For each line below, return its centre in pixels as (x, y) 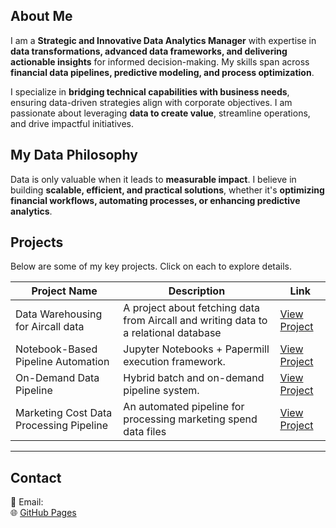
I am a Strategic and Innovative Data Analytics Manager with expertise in (163, 40)
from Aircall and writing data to (195, 321)
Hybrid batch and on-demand (194, 378)
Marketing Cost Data (64, 413)
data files (145, 432)
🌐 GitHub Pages (43, 513)
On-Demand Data (57, 378)
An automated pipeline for (184, 407)
